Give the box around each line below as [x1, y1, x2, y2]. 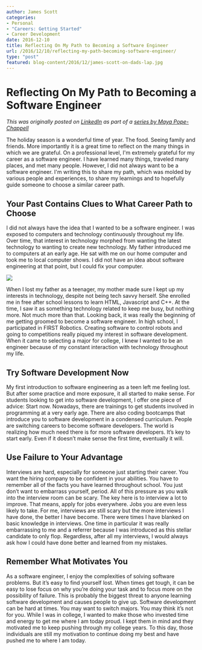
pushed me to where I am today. [6, 637, 86, 644]
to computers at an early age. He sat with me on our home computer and [6, 250, 188, 257]
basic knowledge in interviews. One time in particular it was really [6, 520, 169, 527]
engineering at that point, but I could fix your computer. [6, 263, 144, 270]
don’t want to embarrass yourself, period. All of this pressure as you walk [6, 487, 188, 495]
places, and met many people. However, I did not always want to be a [6, 162, 179, 169]
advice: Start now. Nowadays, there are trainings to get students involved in [6, 403, 194, 410]
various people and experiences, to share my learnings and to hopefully [6, 175, 185, 182]
